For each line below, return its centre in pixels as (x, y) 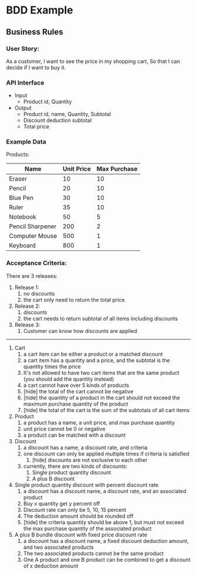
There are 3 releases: (32, 276)
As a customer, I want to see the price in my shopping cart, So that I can (93, 61)
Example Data (26, 142)
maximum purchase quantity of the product (76, 404)
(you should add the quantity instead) (69, 379)
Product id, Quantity (47, 102)
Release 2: (27, 306)
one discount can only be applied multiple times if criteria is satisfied (106, 454)
